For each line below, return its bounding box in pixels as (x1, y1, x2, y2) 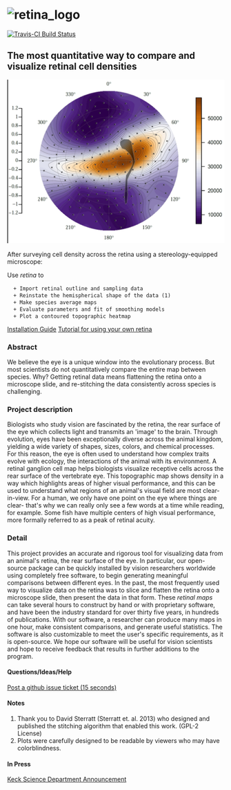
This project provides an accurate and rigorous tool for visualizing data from (7, 549, 223, 557)
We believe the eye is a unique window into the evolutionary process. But (7, 358, 215, 366)
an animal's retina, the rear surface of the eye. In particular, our (7, 556, 187, 564)
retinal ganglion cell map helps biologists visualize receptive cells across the (7, 465, 224, 473)
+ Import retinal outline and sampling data (13, 285, 143, 292)
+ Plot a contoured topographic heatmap (13, 312, 131, 320)
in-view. (7, 494, 30, 502)
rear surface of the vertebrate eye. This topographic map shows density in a (7, 472, 224, 481)
